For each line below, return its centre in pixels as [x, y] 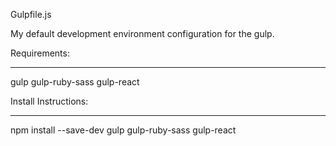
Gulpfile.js [31, 14]
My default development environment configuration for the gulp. [142, 33]
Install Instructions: [49, 101]
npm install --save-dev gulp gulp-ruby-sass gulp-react [123, 130]
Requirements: [40, 53]
